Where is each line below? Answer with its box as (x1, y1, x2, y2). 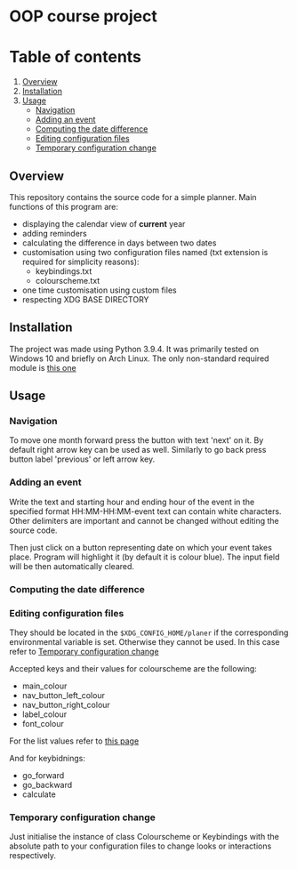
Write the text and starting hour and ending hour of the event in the (9, 496, 255, 507)
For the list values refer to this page (9, 736, 140, 746)
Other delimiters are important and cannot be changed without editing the (9, 515, 279, 526)
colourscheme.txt (35, 275, 100, 286)
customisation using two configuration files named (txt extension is (21, 246, 269, 257)
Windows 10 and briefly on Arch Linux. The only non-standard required (9, 353, 269, 364)
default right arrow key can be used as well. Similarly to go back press (9, 445, 267, 455)
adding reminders (21, 228, 87, 238)
